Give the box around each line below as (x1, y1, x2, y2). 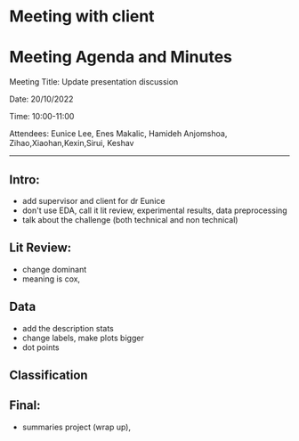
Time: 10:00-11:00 (9, 111, 75, 122)
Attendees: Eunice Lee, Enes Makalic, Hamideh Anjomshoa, (9, 128, 228, 139)
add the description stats (21, 323, 114, 333)
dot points (21, 341, 60, 353)
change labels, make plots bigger (21, 332, 144, 343)
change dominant (21, 264, 87, 274)
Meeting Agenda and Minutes (9, 47, 233, 68)
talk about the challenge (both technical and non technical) (21, 214, 238, 225)
